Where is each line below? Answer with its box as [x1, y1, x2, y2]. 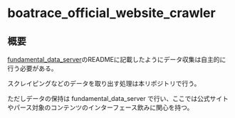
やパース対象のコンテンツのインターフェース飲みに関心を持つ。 [7, 103, 194, 112]
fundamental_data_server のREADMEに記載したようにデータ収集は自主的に [7, 55, 226, 63]
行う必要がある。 [7, 64, 58, 73]
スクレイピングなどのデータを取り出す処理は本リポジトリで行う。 [7, 80, 201, 87]
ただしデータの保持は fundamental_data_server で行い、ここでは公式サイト [7, 95, 229, 102]
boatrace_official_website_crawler [7, 5, 216, 21]
